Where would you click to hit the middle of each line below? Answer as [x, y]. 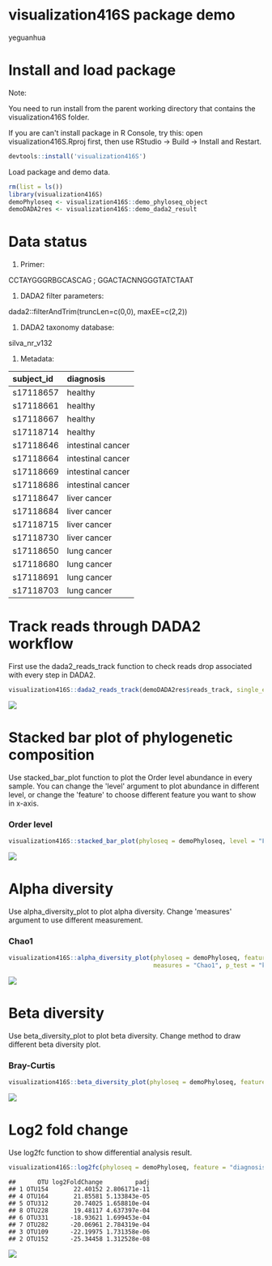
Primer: [32, 265]
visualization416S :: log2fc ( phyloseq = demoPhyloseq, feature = [117, 1168]
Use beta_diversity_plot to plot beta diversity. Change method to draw [125, 1036]
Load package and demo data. [59, 171]
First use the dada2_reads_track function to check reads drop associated [130, 667]
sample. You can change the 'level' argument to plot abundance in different [134, 786]
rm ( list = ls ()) [36, 187]
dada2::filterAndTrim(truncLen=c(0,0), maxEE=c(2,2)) [98, 312]
